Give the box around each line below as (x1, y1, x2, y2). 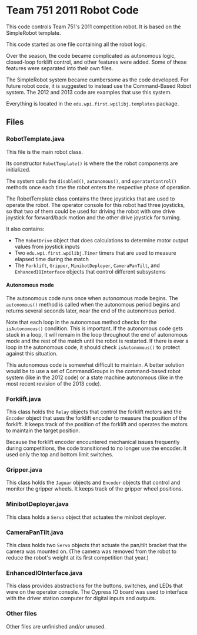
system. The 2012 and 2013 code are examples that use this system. (6, 88, 172, 96)
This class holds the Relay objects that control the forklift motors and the (6, 408, 182, 416)
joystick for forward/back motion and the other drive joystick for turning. (6, 213, 181, 221)
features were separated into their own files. (6, 64, 113, 71)
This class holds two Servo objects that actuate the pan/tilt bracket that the (6, 542, 187, 549)
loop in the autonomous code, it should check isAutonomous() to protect (6, 343, 181, 351)
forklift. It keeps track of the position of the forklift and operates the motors (6, 421, 188, 428)
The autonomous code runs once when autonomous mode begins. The (6, 294, 178, 301)
